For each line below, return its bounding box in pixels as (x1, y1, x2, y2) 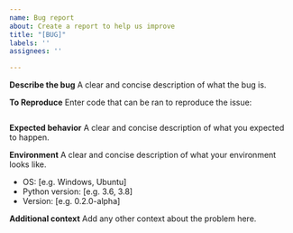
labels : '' (9, 38, 50, 48)
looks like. (9, 159, 47, 170)
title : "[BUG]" (9, 30, 67, 39)
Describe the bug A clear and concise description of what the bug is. (9, 79, 267, 90)
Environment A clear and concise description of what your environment (9, 150, 277, 161)
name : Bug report (9, 13, 75, 23)
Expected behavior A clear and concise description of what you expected (9, 123, 285, 134)
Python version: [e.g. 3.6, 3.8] (22, 186, 133, 197)
